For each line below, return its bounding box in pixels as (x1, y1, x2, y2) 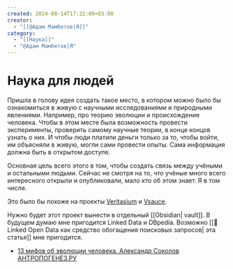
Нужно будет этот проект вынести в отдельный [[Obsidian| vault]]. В (7, 210, 211, 219)
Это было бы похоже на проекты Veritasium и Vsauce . (7, 197, 167, 205)
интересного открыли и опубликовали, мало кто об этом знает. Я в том (7, 176, 220, 184)
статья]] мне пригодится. (7, 233, 83, 241)
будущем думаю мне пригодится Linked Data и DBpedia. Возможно (7, 218, 208, 226)
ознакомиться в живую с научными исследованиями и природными (7, 103, 213, 112)
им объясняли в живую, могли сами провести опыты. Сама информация (7, 140, 225, 149)
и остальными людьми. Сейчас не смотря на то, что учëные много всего (7, 168, 226, 177)
